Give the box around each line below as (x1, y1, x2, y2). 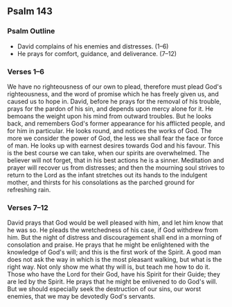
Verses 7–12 (7, 202, 48, 212)
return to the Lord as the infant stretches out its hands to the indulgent (7, 170, 208, 179)
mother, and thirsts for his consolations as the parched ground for (7, 178, 195, 186)
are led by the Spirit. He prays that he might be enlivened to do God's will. (7, 277, 218, 286)
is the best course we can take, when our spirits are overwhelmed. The (7, 148, 210, 157)
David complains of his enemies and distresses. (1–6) (17, 42, 169, 51)
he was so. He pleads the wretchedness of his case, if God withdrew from (7, 226, 218, 234)
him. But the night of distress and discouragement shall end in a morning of (7, 234, 222, 242)
